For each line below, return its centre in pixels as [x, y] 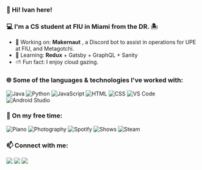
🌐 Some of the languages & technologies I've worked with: [95, 80]
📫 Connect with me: [37, 145]
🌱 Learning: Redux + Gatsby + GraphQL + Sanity [77, 55]
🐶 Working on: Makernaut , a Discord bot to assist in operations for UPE [106, 42]
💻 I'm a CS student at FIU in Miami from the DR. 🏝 [82, 26]
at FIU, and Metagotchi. [45, 49]
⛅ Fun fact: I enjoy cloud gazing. [57, 62]
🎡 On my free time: [34, 116]
